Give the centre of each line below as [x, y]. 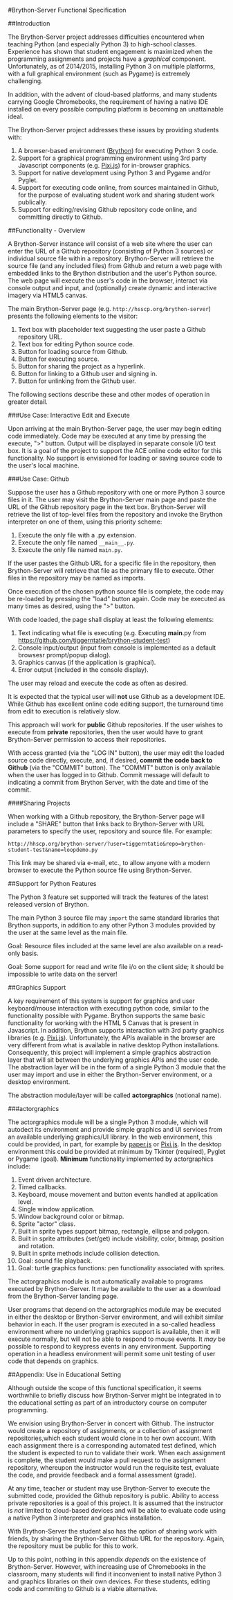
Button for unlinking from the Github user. [77, 381]
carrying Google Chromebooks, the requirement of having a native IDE [108, 102]
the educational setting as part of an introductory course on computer [108, 1403]
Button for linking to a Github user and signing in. [87, 374]
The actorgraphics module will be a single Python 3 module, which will [108, 1122]
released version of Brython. [48, 904]
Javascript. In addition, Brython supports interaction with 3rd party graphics [116, 1030]
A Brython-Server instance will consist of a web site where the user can [110, 244]
